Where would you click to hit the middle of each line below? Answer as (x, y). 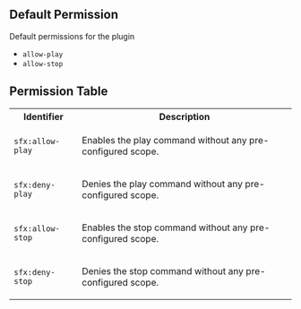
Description (185, 116)
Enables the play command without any (165, 140)
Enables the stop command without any (165, 227)
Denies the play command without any (163, 184)
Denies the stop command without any (163, 270)
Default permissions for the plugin (72, 36)
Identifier (44, 116)
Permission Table (59, 92)
